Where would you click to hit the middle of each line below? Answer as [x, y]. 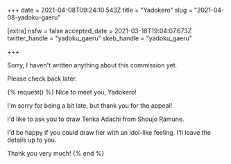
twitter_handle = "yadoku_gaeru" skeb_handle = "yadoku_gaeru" [100, 38]
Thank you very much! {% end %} [56, 153]
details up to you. [32, 140]
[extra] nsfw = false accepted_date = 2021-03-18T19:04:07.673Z [100, 31]
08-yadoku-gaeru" [34, 17]
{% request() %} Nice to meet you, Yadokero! [72, 92]
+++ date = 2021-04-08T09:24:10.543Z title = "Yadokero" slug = [100, 10]
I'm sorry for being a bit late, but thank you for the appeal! [90, 106]
